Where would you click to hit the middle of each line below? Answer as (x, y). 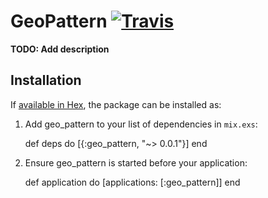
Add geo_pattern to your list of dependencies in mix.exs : (141, 124)
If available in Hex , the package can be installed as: (116, 104)
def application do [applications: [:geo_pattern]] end (132, 182)
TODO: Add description (60, 49)
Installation (46, 80)
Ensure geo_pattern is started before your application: (136, 162)
